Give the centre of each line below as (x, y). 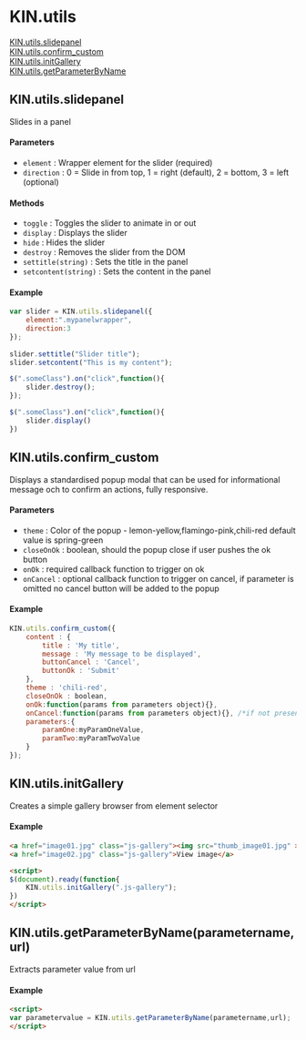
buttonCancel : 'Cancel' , (92, 662)
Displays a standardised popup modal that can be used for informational (145, 479)
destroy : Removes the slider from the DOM (104, 252)
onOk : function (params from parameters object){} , (122, 704)
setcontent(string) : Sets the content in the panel (117, 271)
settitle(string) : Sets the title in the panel (105, 262)
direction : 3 (48, 329)
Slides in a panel (40, 121)
